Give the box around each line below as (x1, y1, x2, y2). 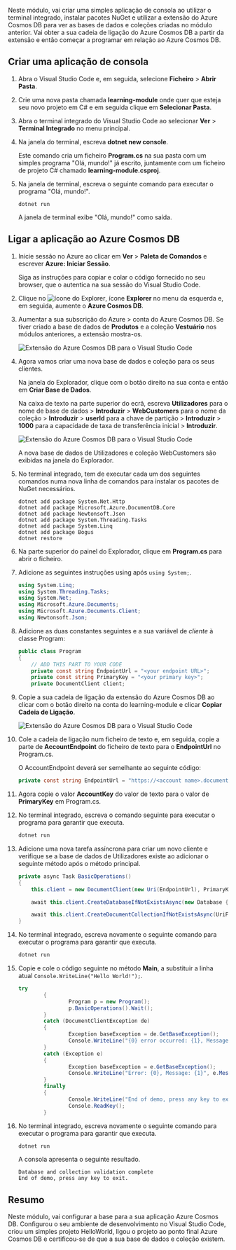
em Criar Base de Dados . (18, 385, 92, 394)
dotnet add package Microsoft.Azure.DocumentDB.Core (18, 504, 176, 511)
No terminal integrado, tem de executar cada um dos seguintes (18, 469, 200, 478)
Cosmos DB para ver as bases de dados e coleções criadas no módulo (8, 21, 213, 29)
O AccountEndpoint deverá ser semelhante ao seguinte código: (18, 764, 202, 772)
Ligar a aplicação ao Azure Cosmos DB (8, 233, 181, 245)
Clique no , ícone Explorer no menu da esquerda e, (18, 294, 223, 302)
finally (43, 1083, 66, 1090)
